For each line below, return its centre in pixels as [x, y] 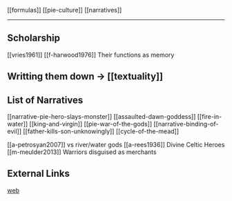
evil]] [14, 131]
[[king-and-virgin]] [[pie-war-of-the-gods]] [91, 124]
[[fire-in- [210, 117]
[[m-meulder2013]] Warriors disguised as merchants [82, 152]
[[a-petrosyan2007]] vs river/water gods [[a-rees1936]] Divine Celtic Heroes [116, 145]
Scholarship [34, 38]
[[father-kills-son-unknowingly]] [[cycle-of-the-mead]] [101, 131]
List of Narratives [45, 100]
